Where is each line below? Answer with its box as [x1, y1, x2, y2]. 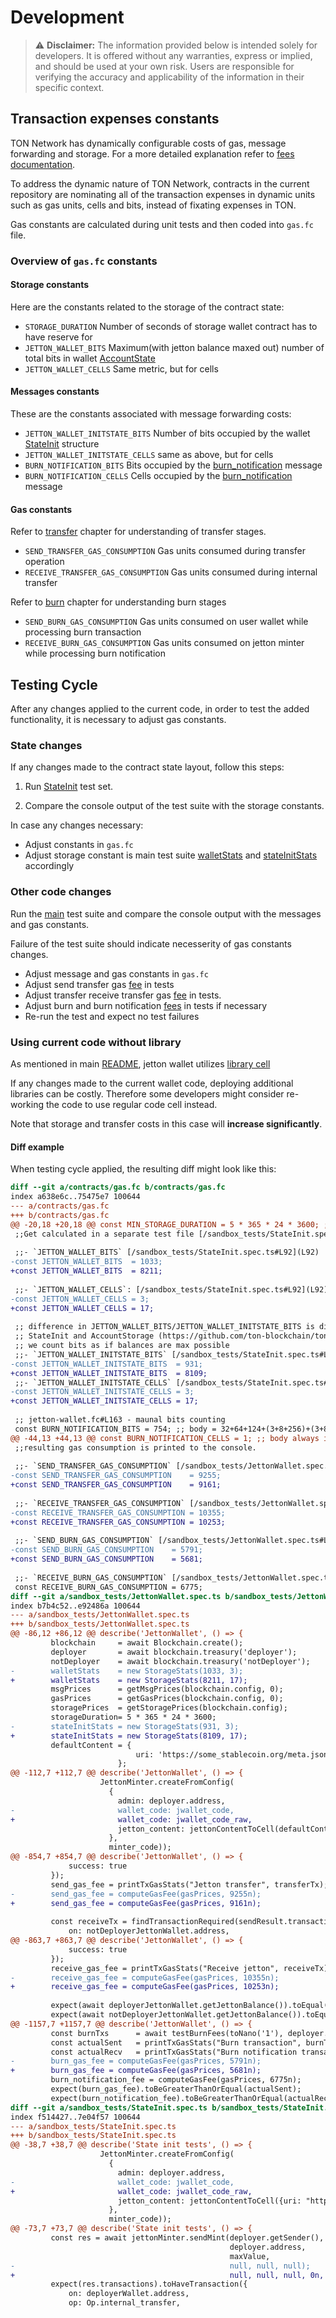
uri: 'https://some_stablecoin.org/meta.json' [135, 1749, 333, 1760]
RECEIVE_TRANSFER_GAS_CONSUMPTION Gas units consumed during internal [24, 566, 318, 578]
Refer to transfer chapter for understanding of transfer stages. [10, 526, 267, 538]
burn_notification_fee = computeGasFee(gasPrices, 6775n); [50, 2075, 302, 2085]
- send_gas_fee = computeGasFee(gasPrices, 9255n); [10, 1889, 262, 1899]
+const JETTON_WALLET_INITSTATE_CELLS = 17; [10, 1396, 199, 1406]
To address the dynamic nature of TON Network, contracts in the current [10, 177, 310, 190]
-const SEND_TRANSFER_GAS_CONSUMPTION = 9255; [10, 1471, 222, 1481]
